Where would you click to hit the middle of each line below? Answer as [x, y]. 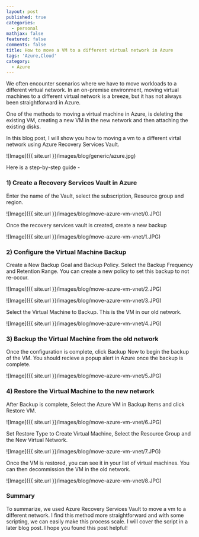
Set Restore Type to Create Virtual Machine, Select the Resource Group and [99, 433]
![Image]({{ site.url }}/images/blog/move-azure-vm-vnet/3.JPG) [84, 300]
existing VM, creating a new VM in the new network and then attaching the [97, 120]
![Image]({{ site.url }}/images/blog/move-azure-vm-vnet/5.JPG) [84, 376]
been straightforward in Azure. [44, 103]
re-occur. [17, 277]
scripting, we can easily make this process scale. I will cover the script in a [97, 521]
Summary [21, 496]
